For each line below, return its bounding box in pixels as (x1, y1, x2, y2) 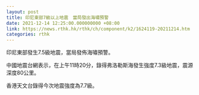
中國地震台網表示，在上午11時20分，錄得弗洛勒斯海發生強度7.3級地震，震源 (6, 62, 194, 69)
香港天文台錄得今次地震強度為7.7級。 (6, 82, 98, 90)
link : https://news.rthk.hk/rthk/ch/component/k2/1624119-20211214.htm (6, 25, 190, 32)
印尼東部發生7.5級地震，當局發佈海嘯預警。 (6, 49, 114, 56)
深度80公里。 (6, 69, 40, 76)
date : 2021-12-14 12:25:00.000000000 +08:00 (6, 20, 120, 26)
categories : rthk (6, 31, 50, 38)
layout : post (6, 8, 39, 15)
